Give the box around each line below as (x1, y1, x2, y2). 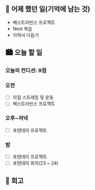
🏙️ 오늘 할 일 (5, 48, 43, 57)
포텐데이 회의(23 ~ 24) (12, 160, 58, 166)
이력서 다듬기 (12, 32, 39, 38)
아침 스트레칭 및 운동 (12, 94, 54, 101)
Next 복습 (12, 25, 33, 31)
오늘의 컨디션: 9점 (5, 67, 47, 74)
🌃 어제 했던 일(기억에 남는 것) (5, 5, 90, 14)
